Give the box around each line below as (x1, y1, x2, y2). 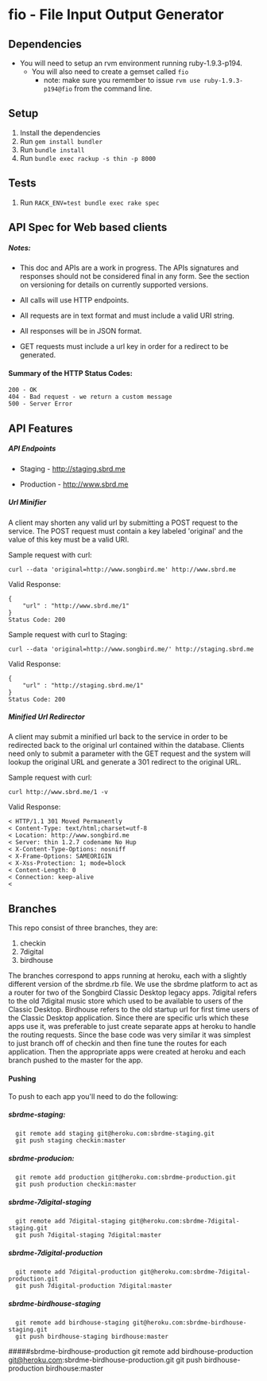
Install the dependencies (19, 127, 101, 137)
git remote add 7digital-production (15, 1268, 137, 1276)
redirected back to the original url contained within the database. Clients (8, 741, 245, 750)
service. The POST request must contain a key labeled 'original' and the (8, 526, 244, 535)
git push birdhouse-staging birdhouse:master (15, 1332, 169, 1341)
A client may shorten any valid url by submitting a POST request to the (8, 518, 238, 527)
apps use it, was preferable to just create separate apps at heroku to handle (8, 1022, 257, 1031)
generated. (19, 350, 56, 359)
